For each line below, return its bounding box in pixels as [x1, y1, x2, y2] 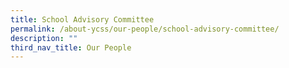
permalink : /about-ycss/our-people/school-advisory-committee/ [10, 24, 280, 34]
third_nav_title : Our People [10, 42, 132, 53]
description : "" [10, 33, 78, 43]
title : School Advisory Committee [10, 14, 155, 25]
